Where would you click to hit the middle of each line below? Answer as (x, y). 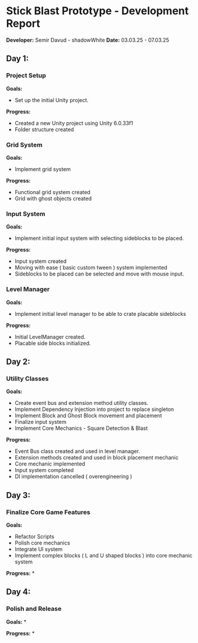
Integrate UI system (39, 549)
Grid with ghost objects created (53, 198)
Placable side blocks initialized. (53, 343)
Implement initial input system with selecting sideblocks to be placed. (99, 238)
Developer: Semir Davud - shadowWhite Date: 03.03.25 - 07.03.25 (88, 40)
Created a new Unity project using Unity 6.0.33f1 (74, 123)
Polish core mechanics (42, 543)
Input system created (40, 261)
